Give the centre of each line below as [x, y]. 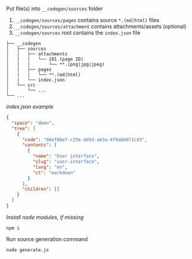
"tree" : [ [23, 128]
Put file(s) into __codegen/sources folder [55, 9]
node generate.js [28, 250]
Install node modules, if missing [45, 217]
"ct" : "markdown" [54, 173]
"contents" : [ [40, 145]
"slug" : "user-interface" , [66, 162]
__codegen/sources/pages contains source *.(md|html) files [87, 20]
